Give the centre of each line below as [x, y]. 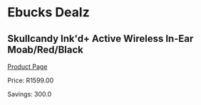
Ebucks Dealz [49, 12]
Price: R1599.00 [31, 80]
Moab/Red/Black [45, 49]
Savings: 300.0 [30, 94]
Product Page [27, 67]
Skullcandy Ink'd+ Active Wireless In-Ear [100, 39]
